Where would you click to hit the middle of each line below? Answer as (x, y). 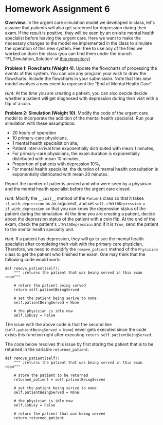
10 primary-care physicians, (40, 138)
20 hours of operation (34, 133)
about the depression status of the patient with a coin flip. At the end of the (80, 219)
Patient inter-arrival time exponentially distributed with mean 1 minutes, (83, 148)
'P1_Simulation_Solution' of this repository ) (48, 58)
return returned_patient (39, 418)
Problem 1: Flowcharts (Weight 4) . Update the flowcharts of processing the (81, 68)
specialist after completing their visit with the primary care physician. (74, 244)
